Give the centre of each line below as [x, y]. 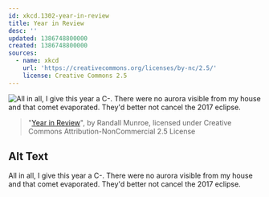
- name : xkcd [37, 61]
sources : [23, 53]
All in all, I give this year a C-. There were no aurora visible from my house [130, 176]
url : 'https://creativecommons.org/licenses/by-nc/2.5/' [120, 68]
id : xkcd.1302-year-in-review [59, 16]
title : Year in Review [46, 23]
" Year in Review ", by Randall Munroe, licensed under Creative [130, 122]
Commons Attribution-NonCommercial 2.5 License [112, 131]
